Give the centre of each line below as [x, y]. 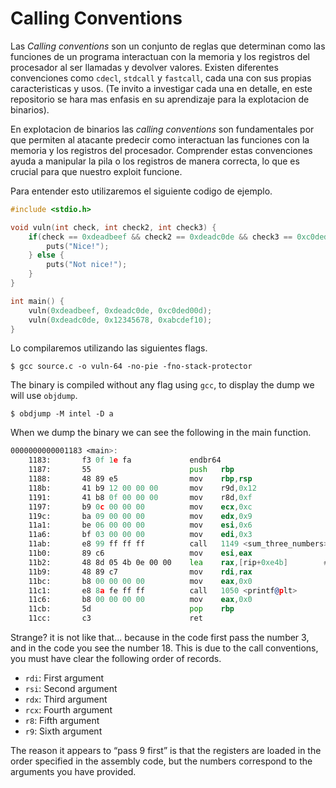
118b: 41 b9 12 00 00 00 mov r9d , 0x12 [142, 488]
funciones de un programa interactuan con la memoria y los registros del [160, 56]
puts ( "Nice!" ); [78, 246]
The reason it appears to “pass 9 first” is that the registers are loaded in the [166, 751]
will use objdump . [44, 396]
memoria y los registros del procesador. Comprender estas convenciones [161, 150]
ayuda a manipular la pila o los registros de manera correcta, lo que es [155, 161]
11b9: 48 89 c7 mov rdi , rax [140, 572]
